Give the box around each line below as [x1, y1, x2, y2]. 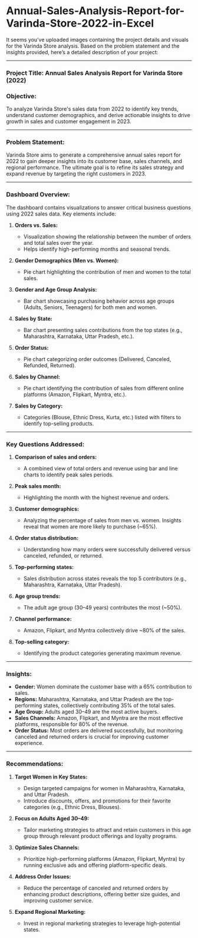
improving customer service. [23, 897, 93, 904]
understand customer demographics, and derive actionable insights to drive [6, 112, 190, 119]
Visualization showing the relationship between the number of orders [23, 233, 192, 240]
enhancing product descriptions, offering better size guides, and [23, 890, 180, 897]
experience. [14, 740, 44, 747]
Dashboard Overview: [6, 190, 71, 198]
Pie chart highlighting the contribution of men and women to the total [23, 268, 192, 275]
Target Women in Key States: [14, 773, 88, 780]
